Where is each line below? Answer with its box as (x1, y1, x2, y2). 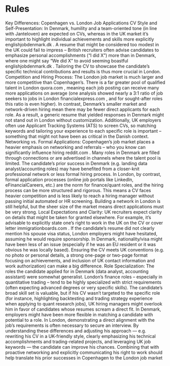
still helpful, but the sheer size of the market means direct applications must (5, 203, 164, 209)
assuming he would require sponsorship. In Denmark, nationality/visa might (5, 236, 163, 242)
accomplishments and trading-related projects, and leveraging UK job (5, 339, 151, 345)
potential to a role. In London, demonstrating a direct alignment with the (5, 317, 155, 323)
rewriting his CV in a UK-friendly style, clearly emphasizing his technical (5, 333, 156, 339)
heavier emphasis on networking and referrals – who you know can (5, 144, 146, 150)
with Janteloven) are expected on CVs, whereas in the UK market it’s (5, 30, 149, 37)
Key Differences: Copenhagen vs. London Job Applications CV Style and (5, 20, 157, 26)
